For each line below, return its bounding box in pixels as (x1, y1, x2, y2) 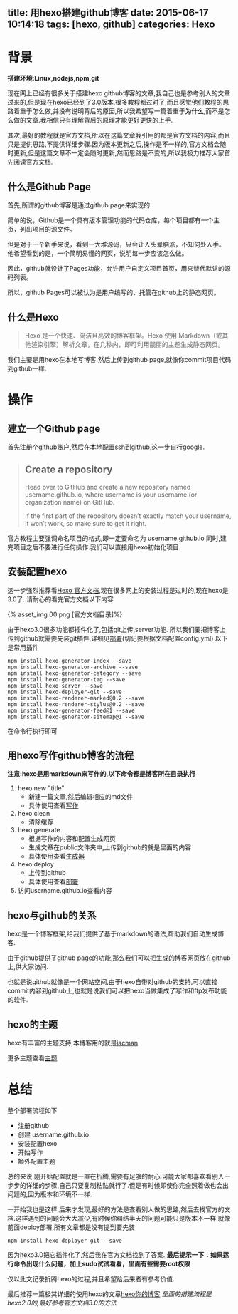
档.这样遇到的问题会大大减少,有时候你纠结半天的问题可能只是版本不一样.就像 (7, 1214, 231, 1222)
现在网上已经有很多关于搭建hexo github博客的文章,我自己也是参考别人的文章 (7, 89, 231, 98)
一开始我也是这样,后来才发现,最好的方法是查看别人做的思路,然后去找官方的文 (7, 1205, 231, 1214)
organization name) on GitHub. (24, 497, 115, 506)
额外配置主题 (17, 1157, 55, 1165)
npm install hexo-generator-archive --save (7, 663, 139, 671)
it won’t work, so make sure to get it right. (24, 519, 147, 527)
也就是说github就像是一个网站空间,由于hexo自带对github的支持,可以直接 (7, 978, 218, 986)
